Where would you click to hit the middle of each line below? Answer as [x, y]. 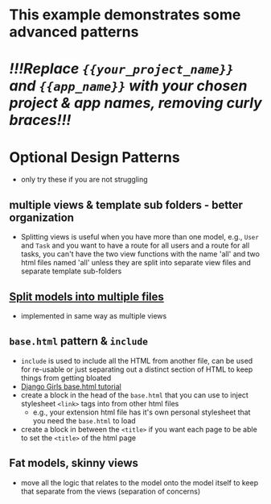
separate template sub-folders [71, 271]
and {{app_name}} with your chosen [128, 86]
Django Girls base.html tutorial [71, 386]
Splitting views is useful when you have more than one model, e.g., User [140, 237]
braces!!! [40, 121]
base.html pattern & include [78, 342]
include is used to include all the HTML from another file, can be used [137, 360]
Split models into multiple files [86, 296]
